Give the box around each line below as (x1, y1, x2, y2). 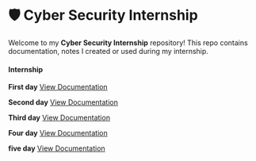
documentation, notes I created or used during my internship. (8, 46, 208, 56)
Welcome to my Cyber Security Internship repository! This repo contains (8, 37, 248, 48)
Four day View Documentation (8, 128, 109, 138)
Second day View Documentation (8, 98, 119, 107)
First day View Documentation (8, 82, 109, 92)
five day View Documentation (8, 144, 105, 153)
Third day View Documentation (8, 113, 111, 123)
